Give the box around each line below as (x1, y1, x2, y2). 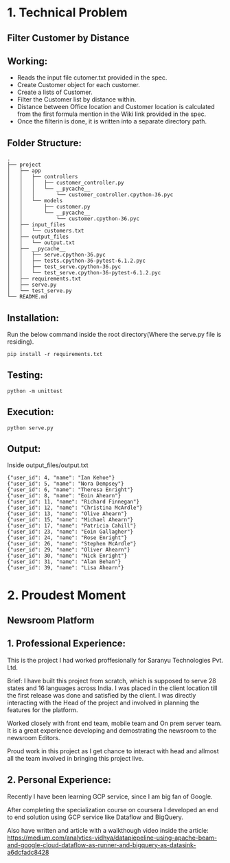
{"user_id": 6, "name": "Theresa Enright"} (7, 486, 134, 493)
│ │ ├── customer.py (7, 204, 91, 211)
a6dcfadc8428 (7, 848, 49, 856)
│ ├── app (7, 167, 41, 174)
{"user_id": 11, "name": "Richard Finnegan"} (7, 499, 139, 506)
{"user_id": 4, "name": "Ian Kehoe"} (7, 475, 115, 482)
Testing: (7, 369, 43, 381)
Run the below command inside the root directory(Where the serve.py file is (7, 331, 222, 339)
